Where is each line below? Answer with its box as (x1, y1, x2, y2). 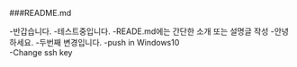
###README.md (9, 8, 72, 18)
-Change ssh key (9, 47, 73, 57)
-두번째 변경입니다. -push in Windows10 (35, 38, 180, 47)
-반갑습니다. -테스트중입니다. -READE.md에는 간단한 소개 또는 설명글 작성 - (9, 26, 274, 37)
